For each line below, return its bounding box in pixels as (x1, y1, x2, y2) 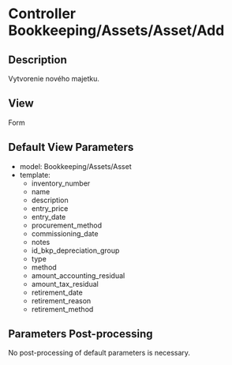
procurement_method (31, 220, 103, 230)
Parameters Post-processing (8, 327, 153, 341)
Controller (8, 5, 77, 23)
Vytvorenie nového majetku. (8, 74, 100, 83)
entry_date (31, 212, 66, 221)
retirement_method (31, 304, 94, 314)
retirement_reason (31, 295, 92, 305)
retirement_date (31, 288, 83, 297)
